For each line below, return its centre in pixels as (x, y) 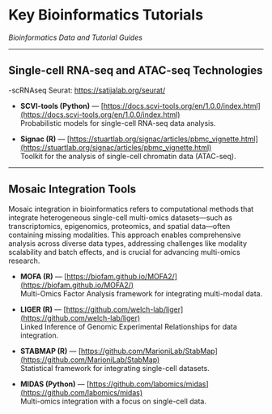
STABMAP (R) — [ (51, 351)
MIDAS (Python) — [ (55, 384)
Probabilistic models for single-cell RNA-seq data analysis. (118, 123)
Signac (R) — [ (45, 139)
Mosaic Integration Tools (72, 190)
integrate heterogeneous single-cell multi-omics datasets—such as (121, 218)
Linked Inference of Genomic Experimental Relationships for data (128, 326)
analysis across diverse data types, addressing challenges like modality (128, 243)
